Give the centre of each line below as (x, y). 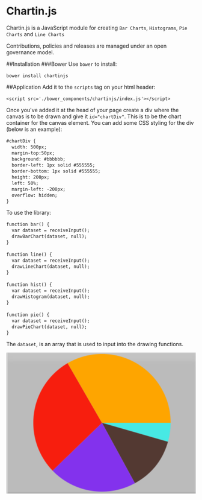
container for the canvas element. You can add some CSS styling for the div (100, 122)
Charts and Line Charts (35, 34)
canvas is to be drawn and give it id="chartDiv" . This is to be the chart (94, 116)
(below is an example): (34, 129)
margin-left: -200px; (39, 189)
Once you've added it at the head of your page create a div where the (93, 110)
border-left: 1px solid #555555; (54, 165)
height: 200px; (31, 177)
